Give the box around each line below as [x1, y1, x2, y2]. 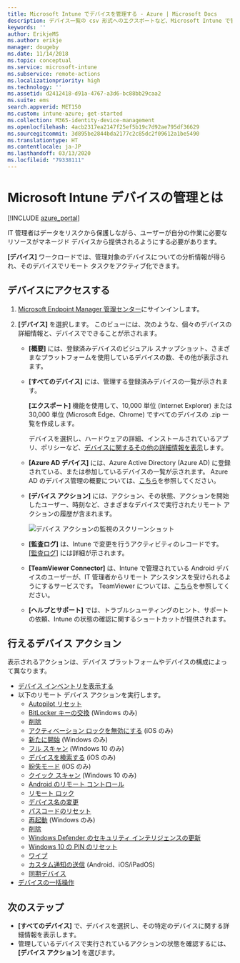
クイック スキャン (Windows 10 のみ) [28, 771, 137, 779]
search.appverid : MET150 [7, 104, 81, 111]
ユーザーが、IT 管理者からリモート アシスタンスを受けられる [47, 572, 225, 581]
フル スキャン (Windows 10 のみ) [28, 744, 125, 753]
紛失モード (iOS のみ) [28, 762, 91, 771]
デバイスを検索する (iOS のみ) [28, 753, 116, 762]
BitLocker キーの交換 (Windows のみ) [28, 709, 138, 717]
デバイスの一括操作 [17, 878, 75, 887]
